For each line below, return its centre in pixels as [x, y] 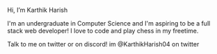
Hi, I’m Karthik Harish [38, 10]
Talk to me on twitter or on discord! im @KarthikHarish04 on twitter [103, 44]
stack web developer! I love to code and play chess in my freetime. [103, 31]
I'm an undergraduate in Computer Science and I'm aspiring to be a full [109, 23]
